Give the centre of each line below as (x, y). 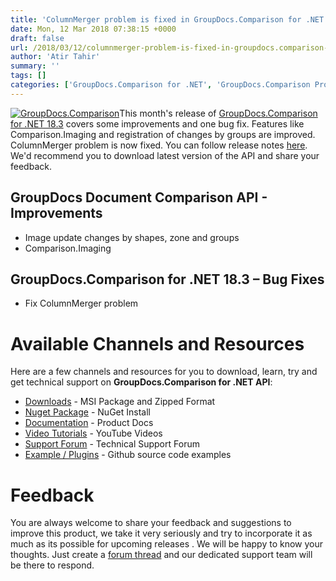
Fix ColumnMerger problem (81, 303)
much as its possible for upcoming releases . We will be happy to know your (167, 544)
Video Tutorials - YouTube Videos (93, 433)
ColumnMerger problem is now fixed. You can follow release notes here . (159, 145)
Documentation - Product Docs (89, 423)
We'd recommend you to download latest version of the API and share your (165, 155)
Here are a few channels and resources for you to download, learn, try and (164, 372)
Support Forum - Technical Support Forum (112, 444)
